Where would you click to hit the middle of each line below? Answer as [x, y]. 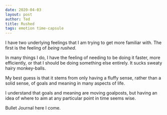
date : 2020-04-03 [23, 10]
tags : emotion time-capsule [35, 28]
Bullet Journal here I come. [33, 108]
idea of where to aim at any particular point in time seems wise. [71, 98]
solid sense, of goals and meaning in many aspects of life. [65, 83]
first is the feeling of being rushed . [41, 48]
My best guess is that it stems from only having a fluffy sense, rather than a [83, 78]
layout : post [19, 14]
